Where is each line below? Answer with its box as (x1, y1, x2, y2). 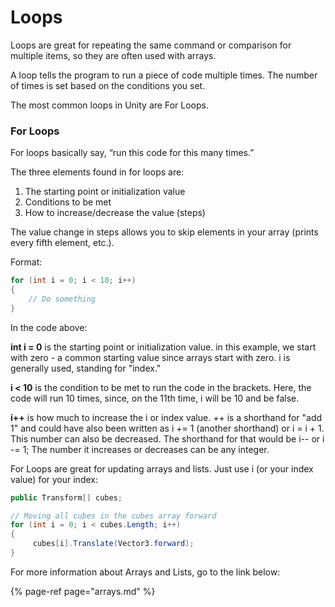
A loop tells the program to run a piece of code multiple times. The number (10, 69, 318, 81)
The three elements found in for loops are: (10, 166, 185, 178)
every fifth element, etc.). (10, 237, 115, 249)
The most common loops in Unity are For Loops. (10, 99, 209, 111)
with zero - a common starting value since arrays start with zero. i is (10, 351, 291, 363)
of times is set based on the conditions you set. (10, 79, 206, 91)
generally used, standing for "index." (10, 362, 162, 374)
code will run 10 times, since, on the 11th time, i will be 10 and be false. (10, 392, 300, 404)
